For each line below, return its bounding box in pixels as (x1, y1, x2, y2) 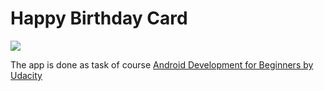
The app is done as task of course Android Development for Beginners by (10, 58, 314, 71)
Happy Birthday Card (10, 7, 188, 30)
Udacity (10, 69, 43, 81)
